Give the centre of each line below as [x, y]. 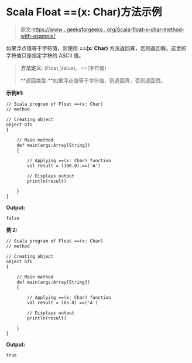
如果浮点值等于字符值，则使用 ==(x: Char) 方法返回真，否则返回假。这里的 [96, 48]
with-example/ [38, 36]
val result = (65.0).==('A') [63, 302]
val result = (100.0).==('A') [64, 166]
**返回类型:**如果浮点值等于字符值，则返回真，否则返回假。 [93, 80]
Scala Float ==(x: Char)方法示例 [84, 12]
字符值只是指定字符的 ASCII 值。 [45, 55]
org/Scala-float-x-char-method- [145, 29]
